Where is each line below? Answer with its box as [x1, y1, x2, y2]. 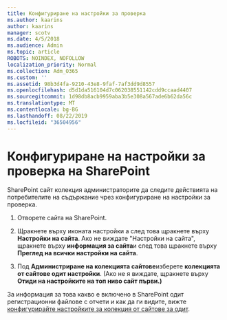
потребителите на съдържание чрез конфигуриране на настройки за [7, 193, 211, 202]
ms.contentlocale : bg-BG [7, 106, 78, 113]
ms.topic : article [7, 49, 60, 56]
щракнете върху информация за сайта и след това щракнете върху [17, 242, 217, 250]
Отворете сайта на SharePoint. [17, 214, 107, 222]
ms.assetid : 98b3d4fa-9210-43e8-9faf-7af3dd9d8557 [7, 81, 155, 87]
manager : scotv [7, 29, 51, 36]
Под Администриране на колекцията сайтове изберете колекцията [17, 262, 220, 270]
